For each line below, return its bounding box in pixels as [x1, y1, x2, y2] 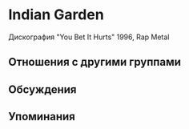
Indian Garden [8, 6, 104, 24]
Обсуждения [8, 83, 77, 96]
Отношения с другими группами [8, 55, 182, 69]
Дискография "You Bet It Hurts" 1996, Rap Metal [8, 32, 170, 42]
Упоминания [8, 110, 76, 123]
